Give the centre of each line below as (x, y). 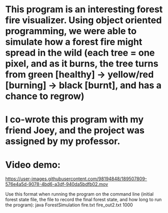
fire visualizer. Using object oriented (83, 20)
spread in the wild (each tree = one (80, 53)
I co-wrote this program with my (75, 120)
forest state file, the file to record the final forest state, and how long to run (83, 200)
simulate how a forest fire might (74, 42)
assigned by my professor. (63, 141)
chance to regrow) (45, 96)
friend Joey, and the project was (75, 131)
